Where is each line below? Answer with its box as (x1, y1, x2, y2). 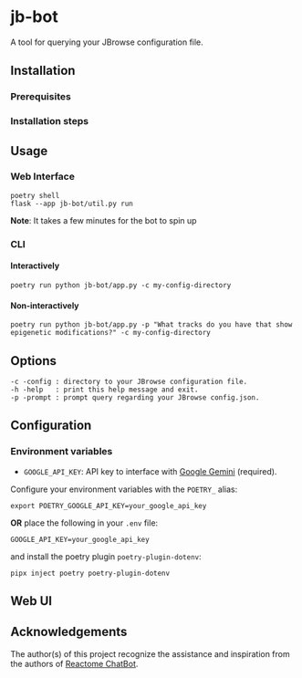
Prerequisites (10, 90, 71, 103)
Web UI (10, 593, 53, 609)
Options (10, 353, 57, 369)
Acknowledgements (10, 624, 128, 640)
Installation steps (10, 115, 89, 128)
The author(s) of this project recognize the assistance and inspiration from (10, 648, 290, 659)
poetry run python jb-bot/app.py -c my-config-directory (10, 280, 232, 289)
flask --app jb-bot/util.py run (10, 199, 133, 208)
